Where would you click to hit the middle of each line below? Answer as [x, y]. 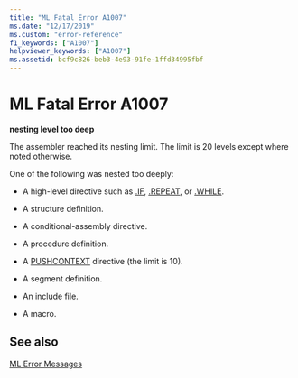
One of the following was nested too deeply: [92, 173]
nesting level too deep [52, 129]
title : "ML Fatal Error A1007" [68, 18]
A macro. [39, 313]
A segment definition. [62, 278]
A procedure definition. [65, 244]
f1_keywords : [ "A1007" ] [54, 43]
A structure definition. [63, 208]
